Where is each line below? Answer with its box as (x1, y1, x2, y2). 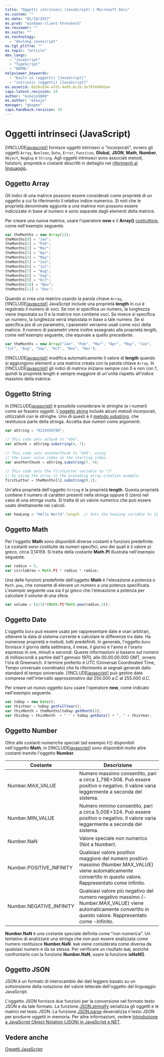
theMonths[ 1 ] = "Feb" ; (5, 241, 51, 246)
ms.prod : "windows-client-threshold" (5, 21, 82, 26)
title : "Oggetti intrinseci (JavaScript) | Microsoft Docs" (5, 7, 130, 12)
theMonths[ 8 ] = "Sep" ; (5, 273, 51, 278)
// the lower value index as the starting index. (5, 455, 108, 460)
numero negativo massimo (79, 894, 140, 900)
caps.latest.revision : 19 (5, 89, 58, 94)
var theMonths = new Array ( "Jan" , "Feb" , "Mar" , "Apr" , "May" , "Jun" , (5, 342, 152, 346)
